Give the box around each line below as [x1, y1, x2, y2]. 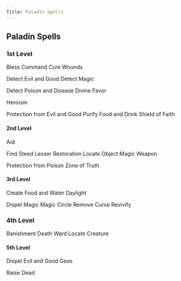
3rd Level [6, 176, 30, 183]
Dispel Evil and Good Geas [6, 257, 73, 265]
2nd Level [6, 124, 32, 131]
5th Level [6, 244, 30, 251]
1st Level [6, 49, 33, 58]
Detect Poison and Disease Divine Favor [6, 87, 107, 94]
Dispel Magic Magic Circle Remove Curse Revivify [6, 201, 132, 208]
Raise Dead [6, 269, 35, 277]
